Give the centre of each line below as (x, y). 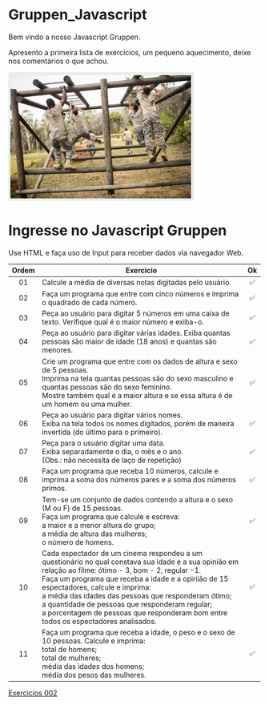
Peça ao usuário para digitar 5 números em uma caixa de (136, 313)
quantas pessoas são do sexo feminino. (107, 387)
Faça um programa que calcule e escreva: (111, 516)
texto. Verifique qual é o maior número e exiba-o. (123, 322)
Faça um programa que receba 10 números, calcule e (130, 471)
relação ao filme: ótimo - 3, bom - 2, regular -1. (122, 570)
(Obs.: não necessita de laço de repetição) (112, 460)
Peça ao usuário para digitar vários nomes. (112, 415)
